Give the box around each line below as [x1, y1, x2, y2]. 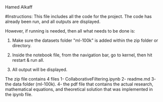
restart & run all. [12, 57, 45, 63]
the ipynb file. [5, 92, 33, 97]
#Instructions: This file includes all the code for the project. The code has [5, 14, 152, 19]
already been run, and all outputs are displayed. [5, 19, 101, 24]
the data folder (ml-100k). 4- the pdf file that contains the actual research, [5, 81, 153, 87]
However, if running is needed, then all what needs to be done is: [5, 28, 135, 34]
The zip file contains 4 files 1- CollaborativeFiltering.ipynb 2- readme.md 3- [5, 76, 156, 82]
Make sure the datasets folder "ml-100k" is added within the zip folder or [12, 37, 158, 43]
